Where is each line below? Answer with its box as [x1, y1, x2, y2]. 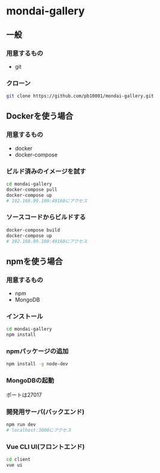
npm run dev [6, 421, 36, 427]
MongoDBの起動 [6, 376, 55, 385]
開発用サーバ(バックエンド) [6, 408, 85, 416]
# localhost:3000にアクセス [6, 427, 72, 433]
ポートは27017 [6, 391, 42, 398]
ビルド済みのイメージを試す [6, 167, 86, 175]
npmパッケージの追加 [6, 347, 69, 355]
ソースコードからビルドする [6, 213, 86, 221]
